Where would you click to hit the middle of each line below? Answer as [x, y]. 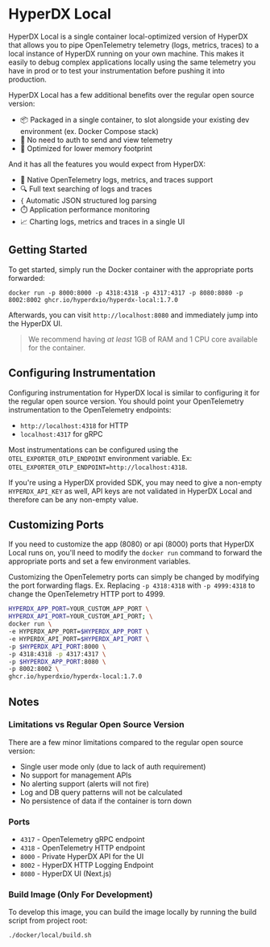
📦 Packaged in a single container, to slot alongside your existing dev [135, 119]
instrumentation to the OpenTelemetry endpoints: [90, 409]
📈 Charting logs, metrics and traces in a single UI [102, 221]
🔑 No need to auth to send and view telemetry [96, 140]
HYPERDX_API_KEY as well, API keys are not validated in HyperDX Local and [130, 491]
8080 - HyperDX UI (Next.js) [66, 874]
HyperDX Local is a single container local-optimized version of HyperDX [128, 36]
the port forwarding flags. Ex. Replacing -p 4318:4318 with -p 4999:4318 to [132, 585]
